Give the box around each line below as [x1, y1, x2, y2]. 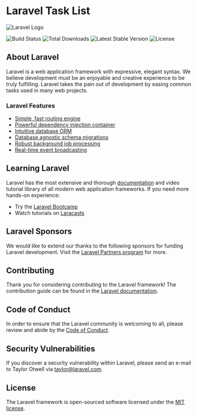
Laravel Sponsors [6, 226, 72, 237]
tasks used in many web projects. [6, 87, 88, 94]
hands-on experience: [6, 191, 60, 198]
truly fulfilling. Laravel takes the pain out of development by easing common [6, 80, 192, 87]
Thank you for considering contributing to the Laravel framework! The [6, 281, 176, 288]
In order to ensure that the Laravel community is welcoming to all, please [6, 320, 183, 327]
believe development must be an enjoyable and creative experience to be [6, 74, 185, 81]
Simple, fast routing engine [14, 115, 81, 122]
